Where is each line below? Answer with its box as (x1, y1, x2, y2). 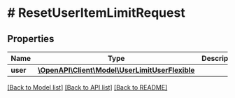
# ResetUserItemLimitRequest (7, 5, 185, 21)
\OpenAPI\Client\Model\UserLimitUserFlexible (37, 65, 195, 75)
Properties (7, 33, 55, 45)
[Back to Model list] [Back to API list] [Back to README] (7, 83, 168, 92)
